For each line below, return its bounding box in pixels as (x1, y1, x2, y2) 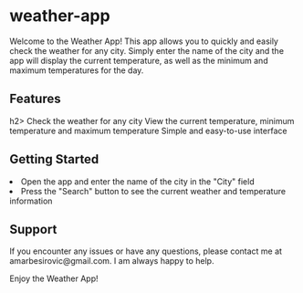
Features (9, 91, 61, 107)
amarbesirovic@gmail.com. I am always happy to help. (9, 256, 214, 267)
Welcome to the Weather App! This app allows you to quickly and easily (9, 36, 278, 47)
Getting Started (9, 152, 99, 167)
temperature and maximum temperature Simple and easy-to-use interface (9, 125, 287, 136)
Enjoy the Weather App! (9, 273, 99, 284)
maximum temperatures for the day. (9, 65, 144, 76)
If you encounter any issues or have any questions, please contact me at (9, 246, 283, 256)
